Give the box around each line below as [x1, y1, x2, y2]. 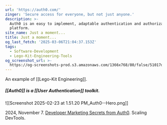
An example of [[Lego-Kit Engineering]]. [5, 76, 87, 82]
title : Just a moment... [5, 35, 57, 40]
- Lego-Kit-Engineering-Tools [9, 53, 72, 59]
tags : [5, 44, 16, 49]
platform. [9, 26, 30, 31]
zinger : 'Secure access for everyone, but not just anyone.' [5, 12, 135, 17]
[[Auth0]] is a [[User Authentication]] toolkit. [5, 87, 100, 93]
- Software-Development [9, 49, 59, 54]
